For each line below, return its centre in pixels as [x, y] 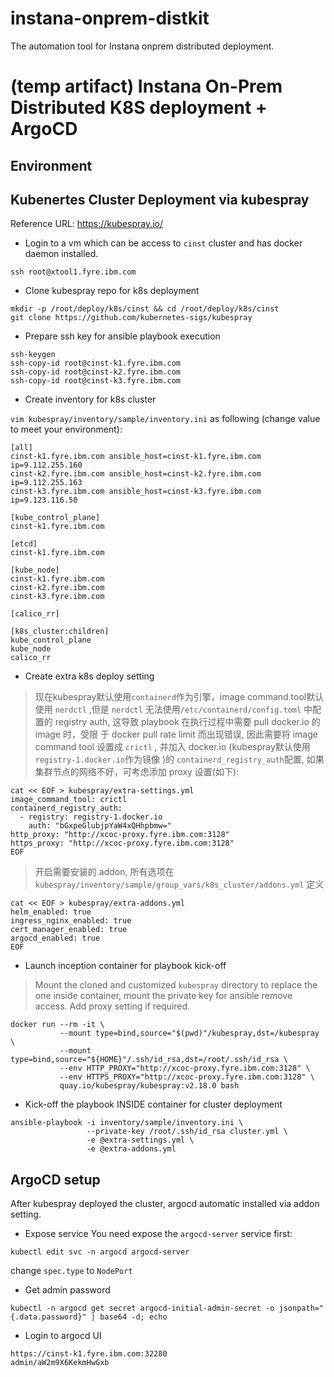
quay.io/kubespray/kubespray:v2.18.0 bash [149, 1086]
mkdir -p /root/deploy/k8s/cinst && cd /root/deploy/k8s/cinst [145, 309]
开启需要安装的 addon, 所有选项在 [104, 872]
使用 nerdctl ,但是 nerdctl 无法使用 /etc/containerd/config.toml [168, 709]
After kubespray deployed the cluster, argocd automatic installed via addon [165, 1204]
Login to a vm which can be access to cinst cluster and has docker [163, 243]
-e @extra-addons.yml [131, 1149]
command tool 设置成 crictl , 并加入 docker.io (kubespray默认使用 [172, 747]
